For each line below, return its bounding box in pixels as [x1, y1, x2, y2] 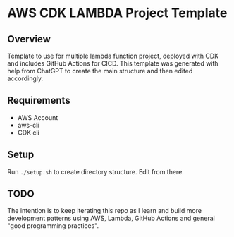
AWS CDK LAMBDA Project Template [7, 5, 228, 21]
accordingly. [7, 74, 44, 83]
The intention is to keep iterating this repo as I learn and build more [7, 207, 202, 215]
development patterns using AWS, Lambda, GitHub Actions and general [7, 214, 215, 223]
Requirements [7, 95, 70, 107]
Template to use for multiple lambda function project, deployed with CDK [7, 51, 219, 60]
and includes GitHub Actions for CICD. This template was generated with [7, 59, 218, 68]
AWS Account [17, 113, 58, 121]
